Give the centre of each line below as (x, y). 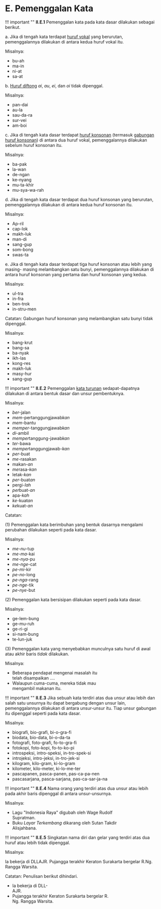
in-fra (18, 299)
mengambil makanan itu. (37, 688)
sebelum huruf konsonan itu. (34, 145)
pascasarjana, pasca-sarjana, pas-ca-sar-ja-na (60, 779)
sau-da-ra (22, 115)
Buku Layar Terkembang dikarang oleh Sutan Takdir (64, 823)
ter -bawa (21, 443)
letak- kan (22, 474)
